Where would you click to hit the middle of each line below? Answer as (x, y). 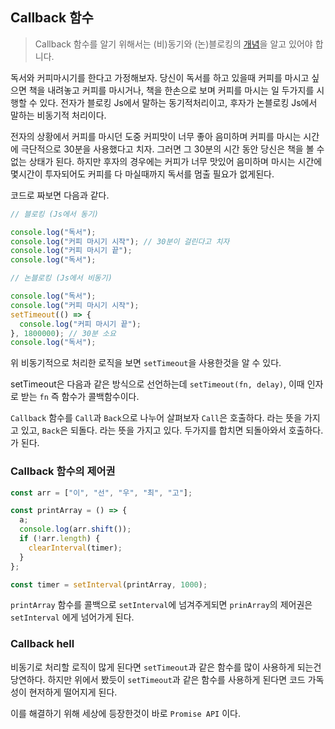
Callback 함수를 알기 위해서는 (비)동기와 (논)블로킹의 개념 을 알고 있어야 (173, 44)
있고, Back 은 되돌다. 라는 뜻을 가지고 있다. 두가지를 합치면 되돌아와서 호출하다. (172, 430)
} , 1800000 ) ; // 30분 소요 (63, 333)
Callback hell (42, 644)
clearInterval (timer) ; (75, 548)
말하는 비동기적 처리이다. (58, 115)
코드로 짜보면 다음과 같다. (60, 195)
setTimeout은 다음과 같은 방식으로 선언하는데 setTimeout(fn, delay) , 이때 (157, 384)
